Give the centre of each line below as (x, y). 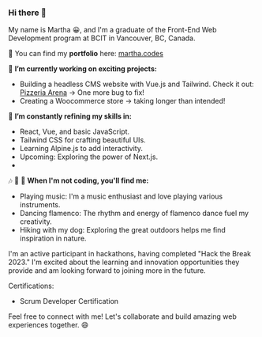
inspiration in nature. (53, 239)
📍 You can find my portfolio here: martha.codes (86, 54)
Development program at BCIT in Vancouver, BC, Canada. (102, 38)
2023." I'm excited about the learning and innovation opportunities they (124, 262)
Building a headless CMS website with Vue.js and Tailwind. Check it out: (137, 84)
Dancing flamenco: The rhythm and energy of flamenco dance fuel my (134, 214)
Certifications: (31, 286)
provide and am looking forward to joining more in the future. (107, 271)
